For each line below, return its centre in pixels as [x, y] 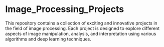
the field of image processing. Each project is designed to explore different [83, 28]
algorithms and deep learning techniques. [48, 39]
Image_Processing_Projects [65, 9]
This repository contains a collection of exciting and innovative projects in [81, 23]
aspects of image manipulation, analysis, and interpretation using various [81, 33]
